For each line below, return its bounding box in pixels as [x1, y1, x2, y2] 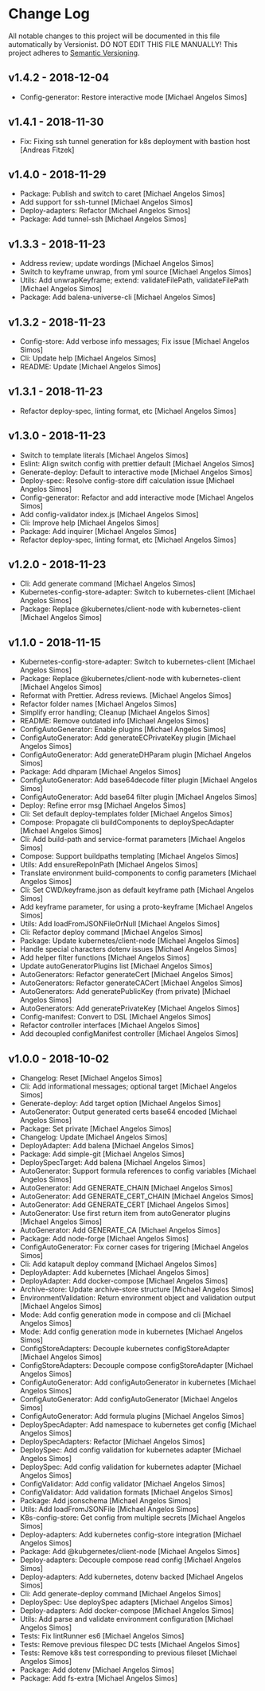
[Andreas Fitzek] [19, 145, 75, 154]
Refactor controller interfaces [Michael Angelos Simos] [19, 1020, 201, 1031]
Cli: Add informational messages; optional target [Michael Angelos [19, 1081, 237, 1091]
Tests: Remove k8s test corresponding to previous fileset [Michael [19, 1648, 237, 1658]
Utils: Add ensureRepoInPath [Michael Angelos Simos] [19, 860, 198, 870]
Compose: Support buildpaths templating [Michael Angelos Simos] [19, 851, 239, 861]
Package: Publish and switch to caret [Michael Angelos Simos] [19, 189, 225, 199]
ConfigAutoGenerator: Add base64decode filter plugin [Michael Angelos [19, 775, 258, 785]
